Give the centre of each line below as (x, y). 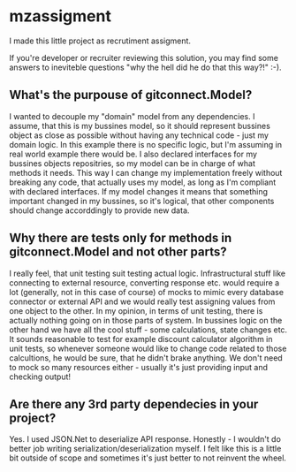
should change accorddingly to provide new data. (99, 210)
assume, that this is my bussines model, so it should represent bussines (140, 126)
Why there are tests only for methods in (121, 238)
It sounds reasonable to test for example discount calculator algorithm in (141, 339)
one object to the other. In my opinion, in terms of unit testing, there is (136, 310)
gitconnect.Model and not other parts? (118, 252)
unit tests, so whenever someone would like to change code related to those (148, 348)
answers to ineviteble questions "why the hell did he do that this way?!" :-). (145, 67)
